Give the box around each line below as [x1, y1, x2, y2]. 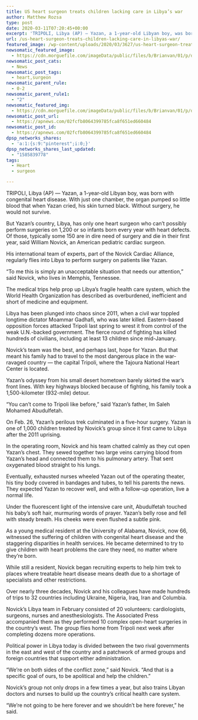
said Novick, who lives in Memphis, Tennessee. [6, 275, 121, 281]
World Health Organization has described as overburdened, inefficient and [6, 292, 187, 299]
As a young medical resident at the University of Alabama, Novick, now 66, [6, 527, 188, 534]
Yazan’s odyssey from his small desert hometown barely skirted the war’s [6, 377, 184, 383]
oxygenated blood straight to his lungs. [6, 461, 101, 468]
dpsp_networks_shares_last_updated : [6, 146, 96, 152]
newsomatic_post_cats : [6, 58, 62, 64]
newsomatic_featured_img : [6, 102, 70, 108]
